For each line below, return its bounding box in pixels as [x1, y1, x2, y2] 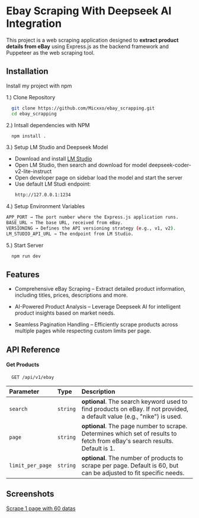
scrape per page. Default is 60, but [81, 462, 179, 470]
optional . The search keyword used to [81, 397, 188, 406]
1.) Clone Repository [6, 93, 56, 101]
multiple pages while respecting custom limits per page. [14, 327, 152, 334]
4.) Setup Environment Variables [6, 203, 85, 210]
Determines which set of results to [81, 429, 177, 438]
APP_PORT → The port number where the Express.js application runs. [6, 214, 179, 221]
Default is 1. [81, 444, 115, 453]
